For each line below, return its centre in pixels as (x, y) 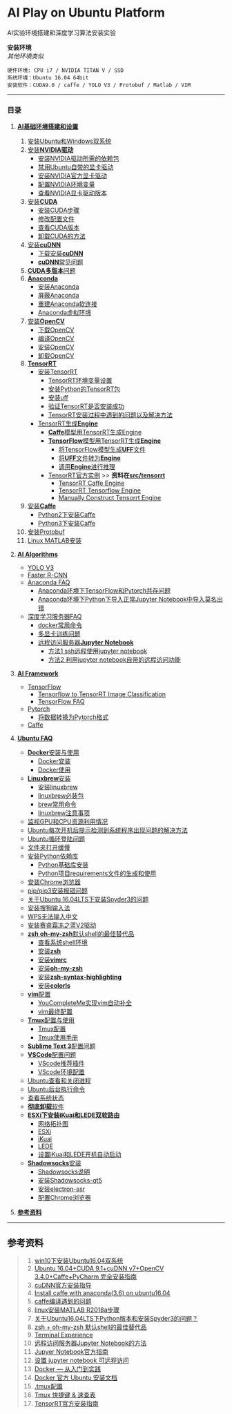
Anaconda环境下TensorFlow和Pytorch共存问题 (104, 591)
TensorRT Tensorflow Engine (100, 490)
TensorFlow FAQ (61, 702)
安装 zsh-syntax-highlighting (80, 977)
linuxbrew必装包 (61, 796)
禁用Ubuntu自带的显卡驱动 (76, 167)
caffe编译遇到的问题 (63, 1301)
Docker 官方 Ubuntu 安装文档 (76, 1378)
